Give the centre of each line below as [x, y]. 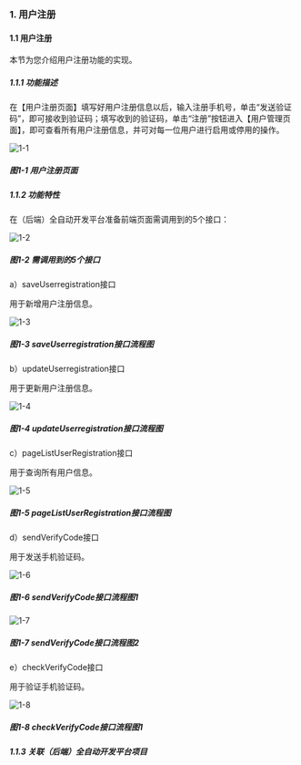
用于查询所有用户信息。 [53, 472]
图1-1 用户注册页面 [44, 170]
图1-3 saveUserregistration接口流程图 [82, 344]
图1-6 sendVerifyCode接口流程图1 [74, 597]
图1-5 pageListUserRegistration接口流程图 [90, 512]
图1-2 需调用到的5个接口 [55, 260]
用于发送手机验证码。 [49, 557]
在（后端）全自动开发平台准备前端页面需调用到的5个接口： [120, 220]
